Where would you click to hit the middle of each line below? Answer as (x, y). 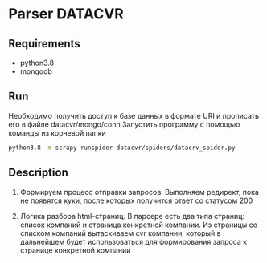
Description (38, 173)
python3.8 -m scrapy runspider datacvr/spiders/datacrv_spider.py (122, 148)
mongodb (36, 71)
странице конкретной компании (75, 250)
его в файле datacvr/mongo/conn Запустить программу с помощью (124, 124)
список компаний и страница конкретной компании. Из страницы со (139, 225)
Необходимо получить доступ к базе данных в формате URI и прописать (134, 115)
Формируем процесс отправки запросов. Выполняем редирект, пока (140, 192)
